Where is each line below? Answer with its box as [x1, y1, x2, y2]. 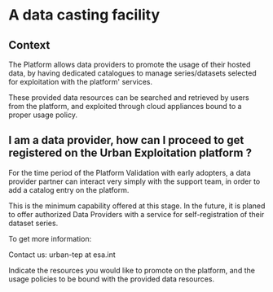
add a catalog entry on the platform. [8, 185, 130, 194]
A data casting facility [8, 6, 161, 24]
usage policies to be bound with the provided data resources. [8, 274, 214, 284]
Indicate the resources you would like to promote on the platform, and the [8, 265, 255, 275]
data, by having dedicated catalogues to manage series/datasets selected [8, 68, 257, 78]
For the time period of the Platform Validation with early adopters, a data [8, 168, 251, 177]
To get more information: [8, 233, 92, 243]
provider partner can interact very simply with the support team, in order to [8, 177, 261, 186]
